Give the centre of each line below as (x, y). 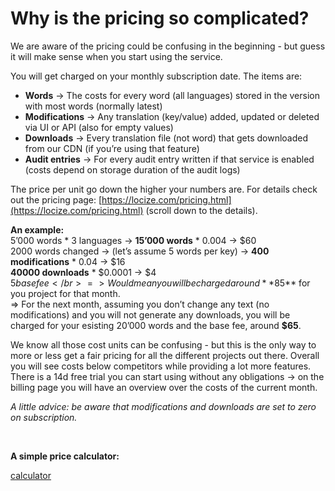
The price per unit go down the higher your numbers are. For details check (164, 189)
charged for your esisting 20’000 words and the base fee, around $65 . (156, 325)
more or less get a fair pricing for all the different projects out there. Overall (165, 355)
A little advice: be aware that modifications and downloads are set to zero (163, 406)
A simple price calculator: (65, 456)
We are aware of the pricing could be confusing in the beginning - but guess (168, 46)
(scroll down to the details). (201, 210)
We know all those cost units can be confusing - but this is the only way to (163, 344)
